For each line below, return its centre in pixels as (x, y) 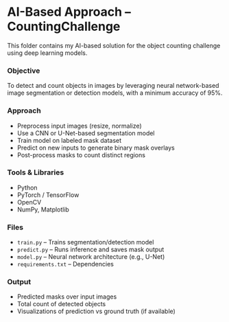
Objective (24, 71)
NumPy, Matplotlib (43, 209)
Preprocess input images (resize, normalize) (79, 126)
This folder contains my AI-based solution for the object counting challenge (114, 45)
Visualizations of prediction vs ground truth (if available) (96, 311)
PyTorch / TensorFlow (48, 195)
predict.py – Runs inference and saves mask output (91, 250)
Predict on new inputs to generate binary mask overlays (96, 148)
